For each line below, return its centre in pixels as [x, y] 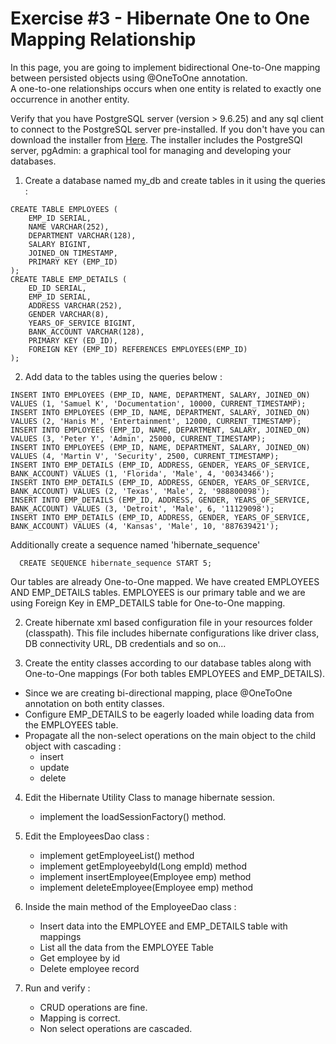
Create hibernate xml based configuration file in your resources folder [168, 622]
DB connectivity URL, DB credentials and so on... [125, 643]
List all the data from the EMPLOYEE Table [127, 947]
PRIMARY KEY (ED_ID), [73, 340]
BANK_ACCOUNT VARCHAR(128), [86, 332]
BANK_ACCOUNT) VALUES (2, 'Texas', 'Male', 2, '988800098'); [140, 491]
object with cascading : [73, 746]
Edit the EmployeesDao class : [87, 836]
